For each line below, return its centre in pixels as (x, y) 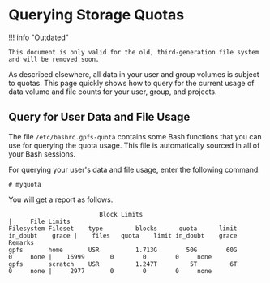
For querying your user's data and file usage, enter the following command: (135, 169)
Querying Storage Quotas (96, 15)
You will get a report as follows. (61, 199)
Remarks (21, 242)
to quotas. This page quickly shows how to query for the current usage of (131, 83)
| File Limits (39, 221)
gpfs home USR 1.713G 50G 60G (123, 250)
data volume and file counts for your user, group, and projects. (113, 92)
